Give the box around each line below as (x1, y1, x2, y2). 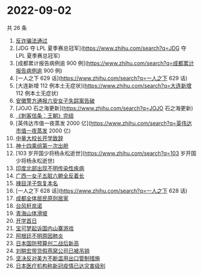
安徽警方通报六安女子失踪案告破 (15, 97, 95, 104)
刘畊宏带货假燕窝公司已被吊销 (15, 247, 90, 254)
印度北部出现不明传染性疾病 (15, 165, 85, 172)
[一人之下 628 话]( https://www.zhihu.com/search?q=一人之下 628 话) (15, 187, 188, 194)
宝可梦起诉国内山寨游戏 (15, 225, 74, 232)
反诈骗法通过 (15, 37, 47, 44)
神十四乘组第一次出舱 (15, 142, 69, 149)
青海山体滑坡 (15, 210, 47, 217)
